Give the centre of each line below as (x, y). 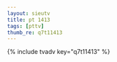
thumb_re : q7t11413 (35, 32)
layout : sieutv (29, 13)
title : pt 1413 (29, 20)
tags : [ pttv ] (26, 26)
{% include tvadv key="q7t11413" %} (59, 52)
